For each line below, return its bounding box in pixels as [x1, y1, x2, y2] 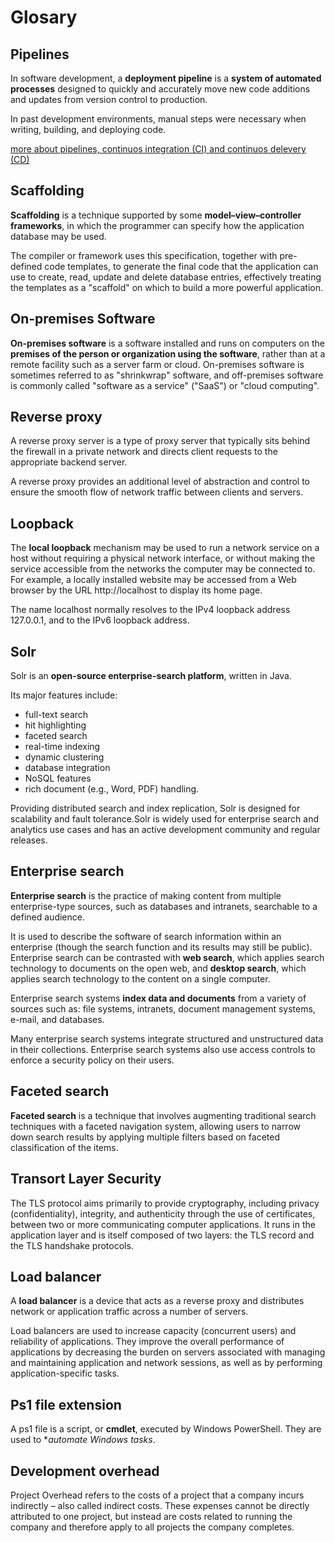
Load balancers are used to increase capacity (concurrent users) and [10, 1325, 297, 1337]
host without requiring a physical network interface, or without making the [10, 552, 316, 565]
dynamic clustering [24, 751, 105, 763]
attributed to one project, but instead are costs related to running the [10, 1510, 293, 1522]
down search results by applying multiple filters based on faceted [10, 1131, 280, 1143]
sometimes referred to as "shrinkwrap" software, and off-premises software [10, 369, 324, 381]
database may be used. [10, 230, 107, 242]
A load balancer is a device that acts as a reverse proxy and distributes [10, 1295, 305, 1307]
